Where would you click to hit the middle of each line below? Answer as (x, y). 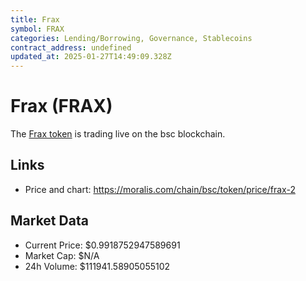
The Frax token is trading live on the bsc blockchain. (118, 134)
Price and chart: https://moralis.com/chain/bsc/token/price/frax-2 (160, 189)
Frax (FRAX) (61, 106)
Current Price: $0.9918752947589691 (102, 245)
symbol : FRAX (37, 29)
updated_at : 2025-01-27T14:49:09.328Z (91, 57)
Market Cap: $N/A (62, 255)
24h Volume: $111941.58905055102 (97, 266)
